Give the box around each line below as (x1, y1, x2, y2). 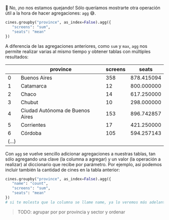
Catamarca (21, 82, 47, 89)
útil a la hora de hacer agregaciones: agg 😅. (5, 10, 97, 16)
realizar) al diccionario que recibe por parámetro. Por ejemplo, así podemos (5, 161, 162, 167)
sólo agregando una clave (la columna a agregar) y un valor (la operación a (5, 156, 161, 162)
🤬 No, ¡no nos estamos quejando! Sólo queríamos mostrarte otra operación (5, 5, 161, 11)
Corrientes (21, 121, 46, 128)
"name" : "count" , (12, 181, 49, 186)
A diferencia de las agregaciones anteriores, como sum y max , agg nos (5, 43, 147, 49)
